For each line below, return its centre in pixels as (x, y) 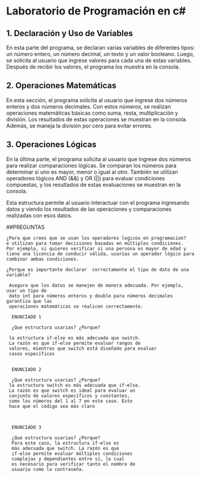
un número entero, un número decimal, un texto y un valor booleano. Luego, (100, 54)
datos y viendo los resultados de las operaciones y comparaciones (89, 209)
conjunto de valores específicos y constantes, (69, 396)
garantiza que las (29, 301)
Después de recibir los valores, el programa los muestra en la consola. (93, 67)
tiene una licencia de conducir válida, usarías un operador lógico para (100, 254)
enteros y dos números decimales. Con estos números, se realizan (88, 106)
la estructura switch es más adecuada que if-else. (75, 385)
